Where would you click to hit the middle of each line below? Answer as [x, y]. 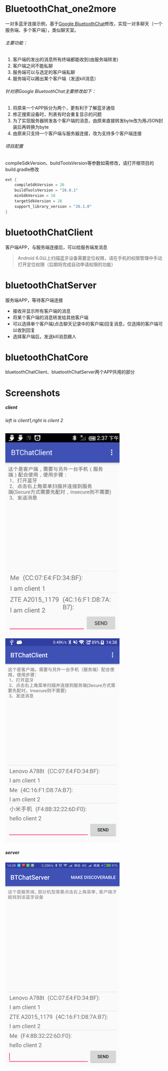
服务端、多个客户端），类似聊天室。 [42, 30]
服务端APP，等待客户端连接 [34, 300]
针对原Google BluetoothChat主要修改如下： [51, 91]
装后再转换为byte [31, 127]
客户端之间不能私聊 [33, 66]
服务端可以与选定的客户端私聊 [44, 72]
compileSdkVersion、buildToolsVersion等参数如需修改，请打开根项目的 [80, 163]
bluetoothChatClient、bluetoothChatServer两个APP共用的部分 [70, 372]
